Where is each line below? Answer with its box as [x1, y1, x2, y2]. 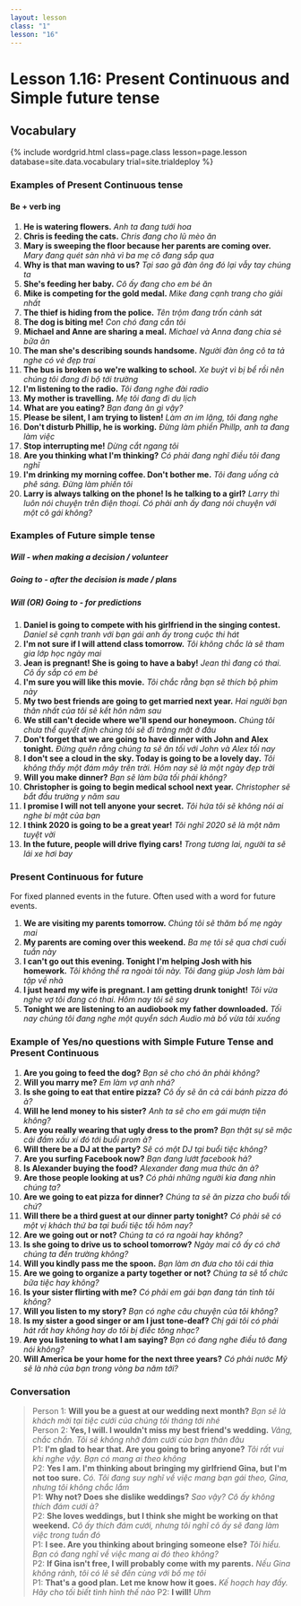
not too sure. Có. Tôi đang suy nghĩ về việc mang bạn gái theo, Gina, [31, 1472, 289, 1483]
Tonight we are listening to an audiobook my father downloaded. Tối [22, 1004, 282, 1015]
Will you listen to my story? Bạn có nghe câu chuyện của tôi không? [22, 1305, 279, 1316]
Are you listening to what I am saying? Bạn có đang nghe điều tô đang [22, 1334, 288, 1345]
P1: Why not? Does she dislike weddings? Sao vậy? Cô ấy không [31, 1491, 276, 1503]
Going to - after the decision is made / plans [10, 574, 177, 585]
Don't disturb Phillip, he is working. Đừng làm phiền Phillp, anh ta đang [22, 421, 289, 432]
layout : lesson [10, 13, 67, 22]
